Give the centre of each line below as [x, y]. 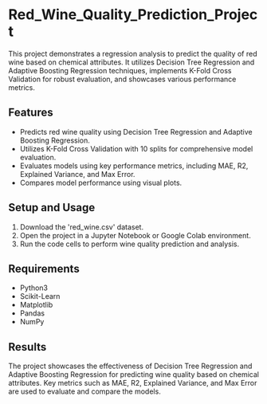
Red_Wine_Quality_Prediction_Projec [133, 15]
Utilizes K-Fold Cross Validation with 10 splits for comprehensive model [136, 148]
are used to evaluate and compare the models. [84, 391]
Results [27, 347]
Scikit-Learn [40, 296]
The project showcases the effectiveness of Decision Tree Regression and [130, 366]
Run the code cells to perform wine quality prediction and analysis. [130, 244]
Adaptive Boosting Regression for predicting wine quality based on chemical [133, 375]
